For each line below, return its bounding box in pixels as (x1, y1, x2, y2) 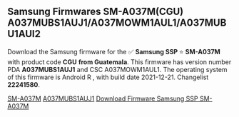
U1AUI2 (7, 28, 41, 40)
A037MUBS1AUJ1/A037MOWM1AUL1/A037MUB (7, 17, 227, 29)
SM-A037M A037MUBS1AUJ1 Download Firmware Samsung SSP (7, 94, 198, 103)
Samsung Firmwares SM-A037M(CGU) (7, 6, 184, 18)
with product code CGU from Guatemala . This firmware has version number (7, 57, 232, 66)
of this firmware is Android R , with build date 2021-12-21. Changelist (7, 73, 209, 81)
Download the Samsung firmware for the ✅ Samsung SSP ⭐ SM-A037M (7, 47, 221, 56)
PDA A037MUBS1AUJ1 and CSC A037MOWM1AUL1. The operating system (7, 65, 228, 73)
